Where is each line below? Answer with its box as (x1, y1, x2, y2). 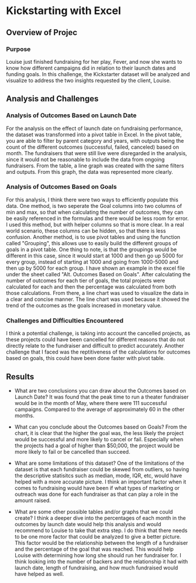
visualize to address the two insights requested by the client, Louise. (6, 77, 171, 84)
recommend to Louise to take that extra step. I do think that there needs (14, 527, 188, 534)
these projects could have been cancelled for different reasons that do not (6, 336, 185, 343)
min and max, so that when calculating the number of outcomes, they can (6, 208, 184, 215)
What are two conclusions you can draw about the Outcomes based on (14, 387, 186, 394)
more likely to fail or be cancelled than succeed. (14, 448, 130, 455)
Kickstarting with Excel (6, 4, 121, 18)
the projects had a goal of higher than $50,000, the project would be (14, 442, 180, 449)
